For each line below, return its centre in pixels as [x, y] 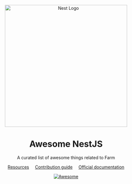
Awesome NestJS [66, 144]
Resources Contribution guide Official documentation [66, 167]
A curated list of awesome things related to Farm [66, 157]
